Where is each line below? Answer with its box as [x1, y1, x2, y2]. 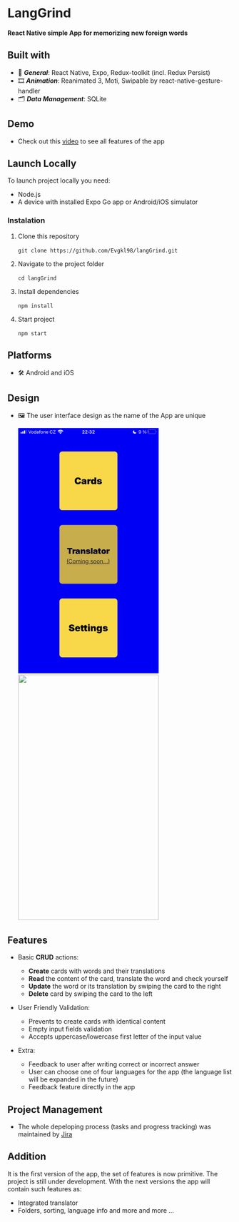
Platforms [7, 350, 52, 362]
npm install [17, 302, 54, 310]
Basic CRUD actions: [17, 953, 79, 962]
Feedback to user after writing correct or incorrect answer [28, 1060, 200, 1069]
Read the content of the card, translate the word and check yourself [28, 974, 228, 983]
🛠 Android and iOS [17, 369, 75, 377]
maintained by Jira [17, 1129, 73, 1139]
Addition [7, 1151, 46, 1163]
